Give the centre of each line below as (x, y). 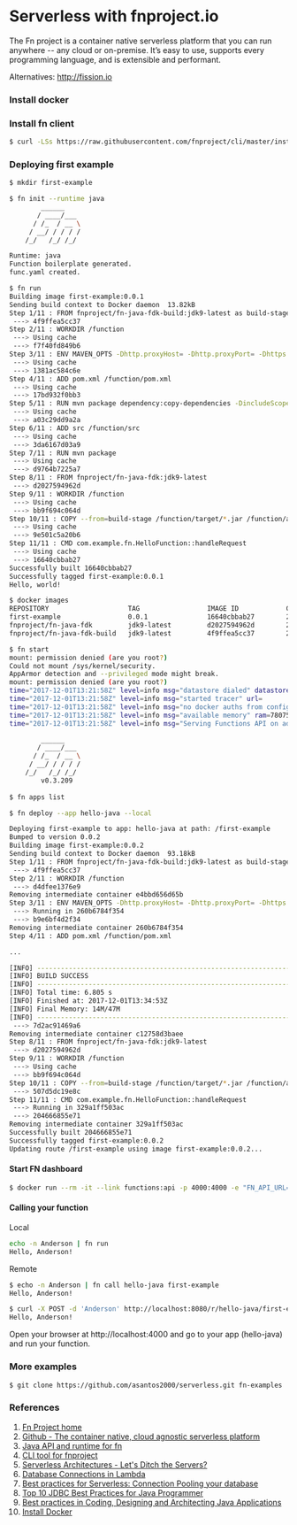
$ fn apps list (37, 797)
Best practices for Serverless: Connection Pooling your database (140, 1483)
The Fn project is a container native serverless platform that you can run (141, 41)
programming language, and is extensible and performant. (115, 59)
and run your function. (50, 1344)
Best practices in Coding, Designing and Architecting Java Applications (152, 1502)
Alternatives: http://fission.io (61, 76)
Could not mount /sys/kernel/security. (83, 666)
